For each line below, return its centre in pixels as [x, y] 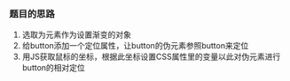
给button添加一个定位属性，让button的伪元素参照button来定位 [135, 46]
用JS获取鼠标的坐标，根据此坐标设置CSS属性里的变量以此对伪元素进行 [151, 57]
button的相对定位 [54, 68]
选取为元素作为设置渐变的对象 [76, 35]
